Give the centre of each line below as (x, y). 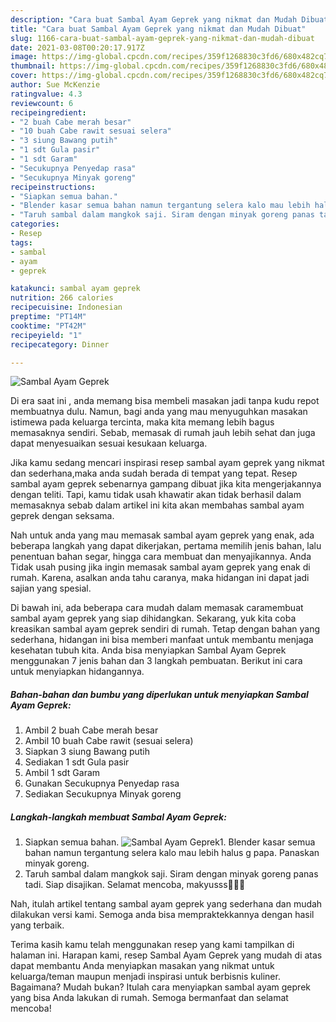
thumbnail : (33, 66)
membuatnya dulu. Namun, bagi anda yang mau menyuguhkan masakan (159, 412)
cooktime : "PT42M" (48, 326)
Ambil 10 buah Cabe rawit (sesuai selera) (109, 741)
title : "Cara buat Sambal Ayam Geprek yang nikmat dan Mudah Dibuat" (158, 29)
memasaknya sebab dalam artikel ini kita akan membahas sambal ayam (157, 505)
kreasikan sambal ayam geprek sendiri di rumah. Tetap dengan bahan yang (165, 629)
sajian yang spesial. (51, 588)
